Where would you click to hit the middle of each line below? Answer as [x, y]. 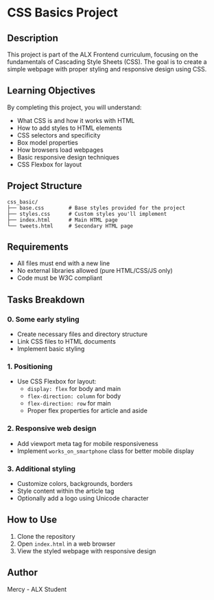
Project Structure [45, 186]
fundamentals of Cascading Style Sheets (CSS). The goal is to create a [107, 62]
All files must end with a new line [63, 263]
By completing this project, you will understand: [74, 107]
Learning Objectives [51, 91]
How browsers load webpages [60, 150]
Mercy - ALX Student [37, 589]
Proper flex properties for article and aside [87, 411]
